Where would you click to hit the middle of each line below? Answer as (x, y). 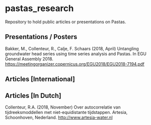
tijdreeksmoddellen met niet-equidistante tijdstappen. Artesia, (66, 112)
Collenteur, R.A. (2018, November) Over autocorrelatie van (63, 107)
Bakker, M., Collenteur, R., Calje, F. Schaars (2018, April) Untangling (72, 48)
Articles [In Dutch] (33, 95)
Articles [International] (40, 79)
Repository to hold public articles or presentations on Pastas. (66, 22)
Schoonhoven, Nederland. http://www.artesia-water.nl (59, 117)
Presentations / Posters (41, 37)
